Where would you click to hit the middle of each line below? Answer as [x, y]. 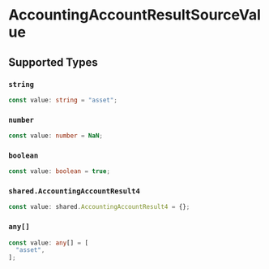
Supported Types [53, 62]
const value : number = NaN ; [56, 136]
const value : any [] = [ [49, 243]
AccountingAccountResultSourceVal [135, 15]
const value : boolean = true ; [60, 171]
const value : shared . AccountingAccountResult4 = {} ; [99, 207]
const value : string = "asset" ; [63, 100]
